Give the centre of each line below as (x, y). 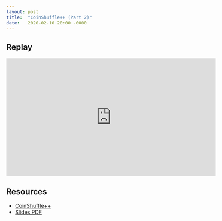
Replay (19, 47)
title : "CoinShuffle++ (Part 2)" (49, 17)
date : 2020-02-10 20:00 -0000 (46, 23)
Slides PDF (28, 212)
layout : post (22, 12)
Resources (27, 191)
